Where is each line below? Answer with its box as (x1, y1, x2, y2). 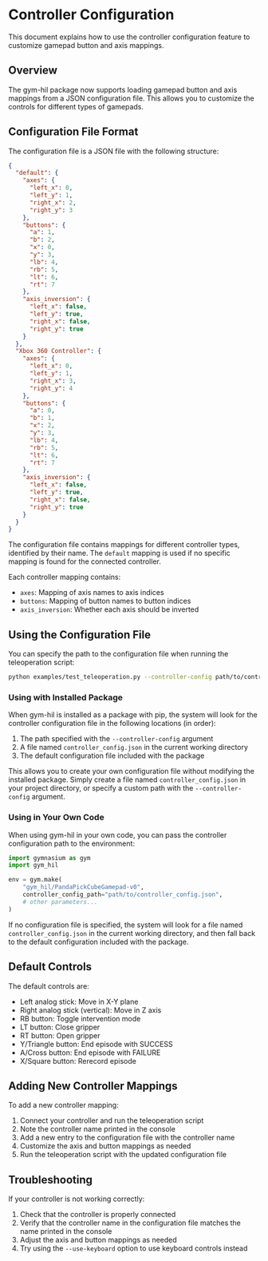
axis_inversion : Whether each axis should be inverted (19, 605, 199, 614)
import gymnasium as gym (8, 854, 91, 862)
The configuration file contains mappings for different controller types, (8, 540, 240, 549)
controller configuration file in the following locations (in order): (8, 719, 217, 728)
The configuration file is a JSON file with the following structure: (8, 146, 219, 156)
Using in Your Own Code (8, 812, 105, 823)
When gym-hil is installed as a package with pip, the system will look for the (8, 710, 258, 720)
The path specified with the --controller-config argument (19, 734, 214, 744)
